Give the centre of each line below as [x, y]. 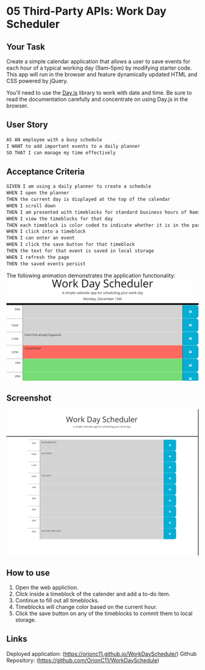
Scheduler [33, 24]
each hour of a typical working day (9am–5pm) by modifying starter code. [99, 68]
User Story [27, 125]
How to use [28, 573]
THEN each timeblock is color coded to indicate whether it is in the [98, 225]
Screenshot [29, 398]
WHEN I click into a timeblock [46, 231]
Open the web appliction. [47, 587]
